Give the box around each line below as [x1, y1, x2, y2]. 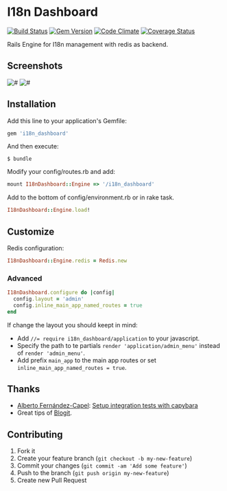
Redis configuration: [7, 244, 64, 252]
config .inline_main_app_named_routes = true [13, 302, 143, 309]
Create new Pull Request [16, 476, 87, 485]
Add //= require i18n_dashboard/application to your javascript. [16, 334, 200, 342]
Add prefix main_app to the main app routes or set [16, 356, 156, 364]
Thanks [7, 383, 40, 395]
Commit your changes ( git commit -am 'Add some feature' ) [16, 461, 187, 470]
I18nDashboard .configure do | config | [7, 290, 115, 296]
